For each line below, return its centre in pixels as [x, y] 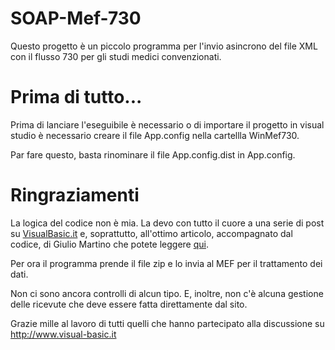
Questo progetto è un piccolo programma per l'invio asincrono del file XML [164, 46]
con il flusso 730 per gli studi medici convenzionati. [116, 56]
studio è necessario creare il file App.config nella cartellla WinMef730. [155, 135]
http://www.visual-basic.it [63, 334]
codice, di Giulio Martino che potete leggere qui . [109, 244]
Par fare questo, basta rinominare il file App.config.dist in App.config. [153, 154]
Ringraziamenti [75, 195]
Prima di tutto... [76, 97]
